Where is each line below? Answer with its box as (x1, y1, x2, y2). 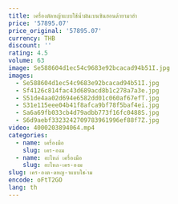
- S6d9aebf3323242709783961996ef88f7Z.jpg (15, 116, 160, 124)
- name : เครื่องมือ (15, 138, 64, 147)
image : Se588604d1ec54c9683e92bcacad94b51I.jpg (8, 64, 171, 72)
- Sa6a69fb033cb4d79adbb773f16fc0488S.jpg (15, 109, 160, 117)
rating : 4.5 (8, 49, 48, 57)
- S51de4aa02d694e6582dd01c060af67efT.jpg (15, 94, 160, 102)
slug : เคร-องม (22, 146, 65, 154)
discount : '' (8, 42, 52, 50)
